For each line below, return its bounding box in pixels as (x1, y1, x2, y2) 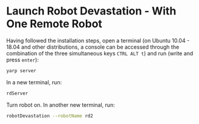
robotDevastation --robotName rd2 (6, 113, 94, 119)
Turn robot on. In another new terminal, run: (6, 101, 115, 108)
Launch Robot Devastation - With (6, 4, 177, 18)
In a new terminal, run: (6, 78, 62, 85)
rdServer (6, 90, 28, 96)
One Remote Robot (6, 17, 103, 31)
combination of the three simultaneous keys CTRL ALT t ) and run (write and (6, 49, 194, 57)
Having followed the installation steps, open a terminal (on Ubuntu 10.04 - (6, 37, 190, 44)
